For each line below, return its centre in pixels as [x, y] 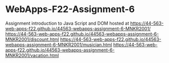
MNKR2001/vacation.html [32, 55]
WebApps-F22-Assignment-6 [70, 9]
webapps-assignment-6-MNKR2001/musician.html [59, 44]
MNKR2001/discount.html [32, 39]
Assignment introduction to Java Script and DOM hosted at [67, 23]
